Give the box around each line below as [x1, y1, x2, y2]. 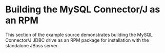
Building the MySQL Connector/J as [5, 4, 160, 15]
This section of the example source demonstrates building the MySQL [5, 31, 153, 38]
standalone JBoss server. [5, 42, 59, 48]
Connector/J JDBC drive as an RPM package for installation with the [5, 37, 149, 43]
